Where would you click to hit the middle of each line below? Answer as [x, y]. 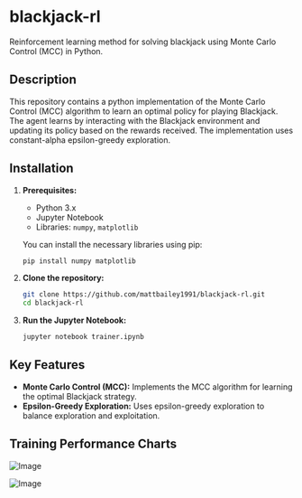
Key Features [47, 365]
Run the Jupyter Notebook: [74, 320]
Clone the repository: [63, 278]
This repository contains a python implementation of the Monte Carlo [137, 101]
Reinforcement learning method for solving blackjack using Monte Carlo [143, 42]
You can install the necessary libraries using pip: [112, 244]
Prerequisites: [50, 190]
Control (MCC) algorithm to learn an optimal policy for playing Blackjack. [144, 111]
